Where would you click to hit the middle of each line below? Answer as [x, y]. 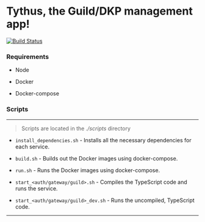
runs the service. [36, 188]
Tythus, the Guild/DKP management [100, 11]
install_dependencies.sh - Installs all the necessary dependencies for [103, 140]
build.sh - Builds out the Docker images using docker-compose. [96, 158]
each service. [32, 147]
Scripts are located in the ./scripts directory [76, 128]
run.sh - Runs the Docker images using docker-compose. [88, 170]
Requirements [28, 57]
